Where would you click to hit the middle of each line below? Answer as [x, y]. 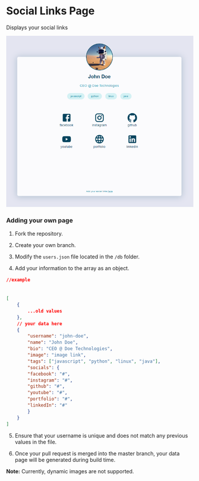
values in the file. [36, 442]
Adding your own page [40, 220]
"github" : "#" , [46, 386]
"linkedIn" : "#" [48, 405]
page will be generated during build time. [65, 460]
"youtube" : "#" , [48, 393]
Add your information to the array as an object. [72, 268]
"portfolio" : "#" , [50, 399]
